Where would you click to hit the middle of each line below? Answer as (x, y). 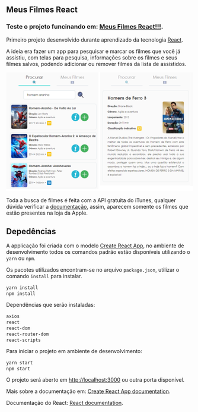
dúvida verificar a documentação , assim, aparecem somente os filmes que (97, 206)
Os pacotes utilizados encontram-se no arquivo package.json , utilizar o (93, 270)
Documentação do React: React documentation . (65, 403)
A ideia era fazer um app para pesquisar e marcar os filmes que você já (93, 51)
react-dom (18, 328)
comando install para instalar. (44, 276)
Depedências (31, 232)
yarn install (22, 288)
